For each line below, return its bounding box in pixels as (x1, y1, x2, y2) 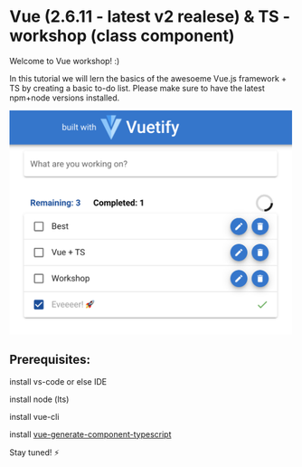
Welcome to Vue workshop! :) (9, 55, 120, 66)
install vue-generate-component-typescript (9, 428, 172, 440)
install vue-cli (9, 411, 60, 422)
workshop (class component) (9, 25, 235, 46)
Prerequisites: (9, 352, 90, 367)
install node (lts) (9, 394, 70, 405)
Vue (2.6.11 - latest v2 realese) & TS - (9, 6, 291, 27)
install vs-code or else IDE (9, 376, 107, 386)
